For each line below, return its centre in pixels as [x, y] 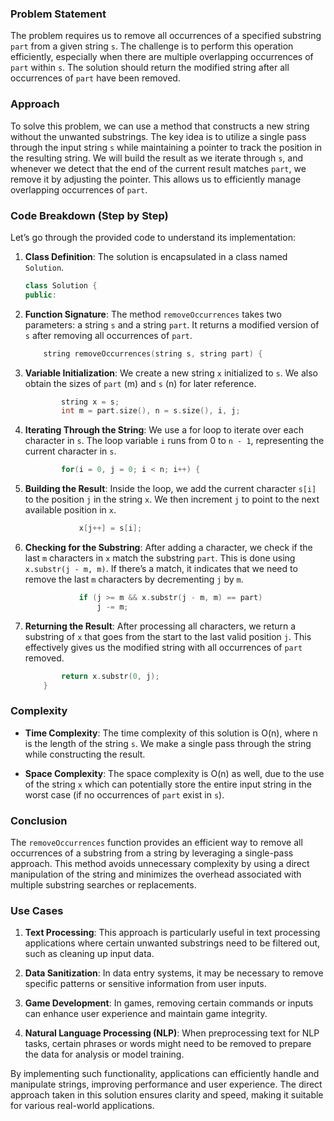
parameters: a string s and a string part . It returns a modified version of [172, 324]
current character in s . [70, 451]
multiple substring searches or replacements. [103, 885]
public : [40, 295]
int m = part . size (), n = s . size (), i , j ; [151, 411]
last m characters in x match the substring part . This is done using [160, 558]
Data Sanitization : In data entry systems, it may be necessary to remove [174, 973]
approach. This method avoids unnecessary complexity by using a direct [160, 864]
